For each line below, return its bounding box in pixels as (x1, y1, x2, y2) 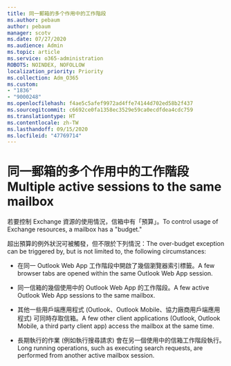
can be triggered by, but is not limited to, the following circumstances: (7, 247, 206, 256)
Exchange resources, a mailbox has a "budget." (7, 225, 142, 233)
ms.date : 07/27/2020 (7, 36, 67, 43)
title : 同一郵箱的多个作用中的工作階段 (7, 10, 107, 17)
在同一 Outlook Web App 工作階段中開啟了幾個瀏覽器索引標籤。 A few (17, 262, 215, 270)
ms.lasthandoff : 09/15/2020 (7, 126, 89, 133)
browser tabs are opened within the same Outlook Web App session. (17, 269, 213, 278)
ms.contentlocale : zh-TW (7, 119, 79, 126)
